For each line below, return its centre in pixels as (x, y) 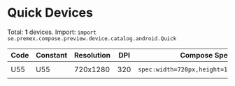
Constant (52, 55)
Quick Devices (50, 13)
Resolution (92, 55)
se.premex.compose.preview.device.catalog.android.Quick (92, 38)
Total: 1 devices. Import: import (52, 32)
